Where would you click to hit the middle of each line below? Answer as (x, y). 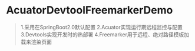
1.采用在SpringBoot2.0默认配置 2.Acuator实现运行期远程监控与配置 (101, 27)
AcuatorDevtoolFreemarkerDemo (90, 10)
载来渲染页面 (36, 42)
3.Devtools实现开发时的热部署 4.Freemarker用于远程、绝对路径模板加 (105, 34)
